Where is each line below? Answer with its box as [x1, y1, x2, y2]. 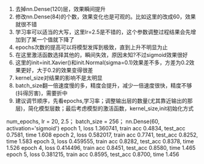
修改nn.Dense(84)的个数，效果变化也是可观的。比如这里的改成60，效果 [15, 13, 196, 20]
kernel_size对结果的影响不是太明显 [15, 74, 103, 81]
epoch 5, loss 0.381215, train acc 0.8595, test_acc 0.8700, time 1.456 [6, 151, 180, 158]
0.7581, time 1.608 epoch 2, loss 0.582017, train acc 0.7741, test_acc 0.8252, [6, 131, 199, 138]
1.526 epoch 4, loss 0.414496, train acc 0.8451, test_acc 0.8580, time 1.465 [6, 144, 196, 151]
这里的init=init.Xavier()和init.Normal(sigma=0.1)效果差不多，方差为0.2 [15, 59, 189, 66]
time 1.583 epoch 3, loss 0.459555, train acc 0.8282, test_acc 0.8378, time [6, 138, 194, 145]
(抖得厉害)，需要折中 [15, 89, 68, 97]
